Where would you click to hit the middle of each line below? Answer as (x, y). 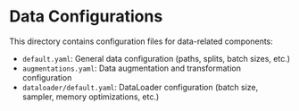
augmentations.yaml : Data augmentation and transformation (131, 68)
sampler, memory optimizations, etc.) (91, 97)
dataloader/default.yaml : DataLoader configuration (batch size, (140, 87)
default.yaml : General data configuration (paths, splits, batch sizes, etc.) (156, 58)
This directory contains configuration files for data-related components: (141, 41)
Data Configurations (86, 17)
